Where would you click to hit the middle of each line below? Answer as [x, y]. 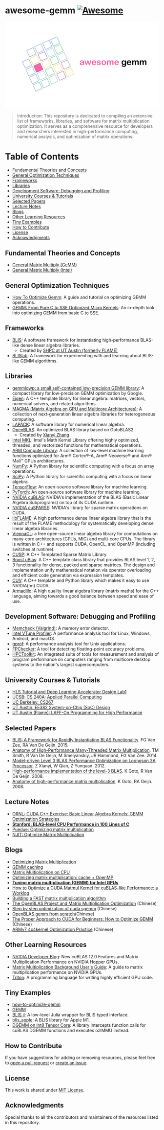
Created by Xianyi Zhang [44, 435]
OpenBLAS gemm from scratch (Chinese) [53, 914]
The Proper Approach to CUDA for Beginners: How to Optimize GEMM [83, 919]
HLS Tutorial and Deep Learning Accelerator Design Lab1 [69, 692]
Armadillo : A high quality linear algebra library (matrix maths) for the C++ [85, 591]
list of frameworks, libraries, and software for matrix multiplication [83, 121]
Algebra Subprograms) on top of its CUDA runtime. [63, 502]
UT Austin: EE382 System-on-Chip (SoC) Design [61, 708]
